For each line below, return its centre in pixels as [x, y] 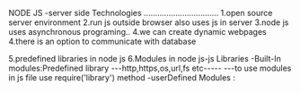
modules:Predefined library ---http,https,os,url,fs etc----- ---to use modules [150, 68]
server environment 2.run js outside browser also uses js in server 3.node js [149, 22]
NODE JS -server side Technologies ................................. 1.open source [141, 13]
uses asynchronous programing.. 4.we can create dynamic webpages [137, 32]
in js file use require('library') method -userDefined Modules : [122, 78]
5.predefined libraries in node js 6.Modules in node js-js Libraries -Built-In [145, 59]
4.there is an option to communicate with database [102, 41]
